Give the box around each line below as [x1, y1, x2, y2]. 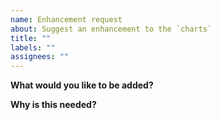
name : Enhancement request [10, 14, 123, 25]
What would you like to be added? [10, 79, 154, 91]
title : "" [10, 33, 52, 43]
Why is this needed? [10, 99, 97, 111]
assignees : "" [10, 52, 70, 62]
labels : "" [10, 42, 56, 53]
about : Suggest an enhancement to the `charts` [10, 24, 213, 34]
